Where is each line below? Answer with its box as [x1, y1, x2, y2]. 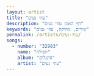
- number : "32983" [12, 44, 59, 50]
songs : [6, 37, 23, 44]
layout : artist [6, 9, 45, 15]
